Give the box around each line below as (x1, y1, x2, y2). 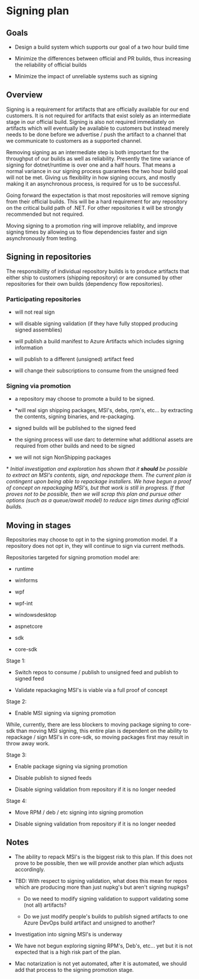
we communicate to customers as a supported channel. (6, 137, 142, 144)
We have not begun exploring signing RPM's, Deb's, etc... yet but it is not (14, 942, 193, 949)
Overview (6, 90, 43, 100)
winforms (14, 577, 38, 584)
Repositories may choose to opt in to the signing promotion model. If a (6, 536, 178, 543)
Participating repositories (6, 295, 82, 303)
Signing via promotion (6, 381, 71, 390)
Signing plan (6, 4, 69, 18)
